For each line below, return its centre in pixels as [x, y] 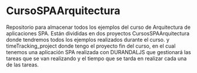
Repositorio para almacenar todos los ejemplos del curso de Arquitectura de [98, 27]
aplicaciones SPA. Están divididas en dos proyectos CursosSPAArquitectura [98, 33]
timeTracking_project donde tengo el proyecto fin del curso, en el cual [91, 46]
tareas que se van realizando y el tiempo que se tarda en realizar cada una [96, 58]
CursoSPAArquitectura [63, 11]
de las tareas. [23, 64]
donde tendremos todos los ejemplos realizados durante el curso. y [88, 39]
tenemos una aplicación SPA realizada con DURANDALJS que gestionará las [98, 52]
